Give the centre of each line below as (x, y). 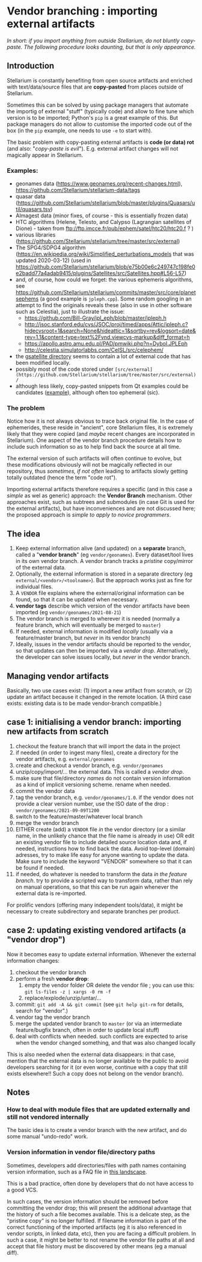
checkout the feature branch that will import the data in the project (98, 746)
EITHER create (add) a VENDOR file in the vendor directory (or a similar (100, 829)
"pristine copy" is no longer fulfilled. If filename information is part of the (97, 1220)
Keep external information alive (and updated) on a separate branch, (101, 549)
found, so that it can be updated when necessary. (77, 600)
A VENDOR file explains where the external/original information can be (100, 593)
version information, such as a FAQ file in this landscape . (77, 1172)
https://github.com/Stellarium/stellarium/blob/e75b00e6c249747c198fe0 (106, 267)
